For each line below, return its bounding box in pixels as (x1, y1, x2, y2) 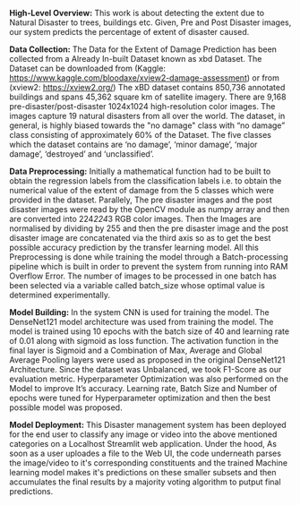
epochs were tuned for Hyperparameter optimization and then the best (9, 393, 271, 403)
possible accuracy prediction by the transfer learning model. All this (9, 242, 260, 252)
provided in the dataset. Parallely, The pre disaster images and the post (9, 194, 273, 205)
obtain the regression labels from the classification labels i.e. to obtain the (9, 175, 282, 186)
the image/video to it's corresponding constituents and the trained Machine (9, 458, 288, 468)
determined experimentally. (9, 290, 110, 300)
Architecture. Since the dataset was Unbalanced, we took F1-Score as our (9, 364, 282, 374)
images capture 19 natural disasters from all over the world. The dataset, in (9, 111, 286, 121)
